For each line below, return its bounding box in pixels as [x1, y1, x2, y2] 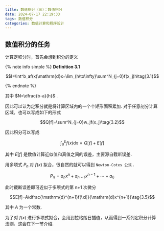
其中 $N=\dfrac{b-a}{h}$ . [5, 93, 58, 99]
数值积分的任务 [5, 40, 50, 48]
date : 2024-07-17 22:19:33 [5, 12, 60, 17]
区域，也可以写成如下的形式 [5, 110, 61, 115]
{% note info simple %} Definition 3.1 [5, 64, 80, 70]
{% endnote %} [5, 83, 37, 89]
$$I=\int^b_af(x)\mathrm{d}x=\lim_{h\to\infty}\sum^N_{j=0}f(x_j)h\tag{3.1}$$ [5, 73, 159, 79]
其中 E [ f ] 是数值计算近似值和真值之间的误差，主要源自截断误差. [5, 151, 132, 157]
